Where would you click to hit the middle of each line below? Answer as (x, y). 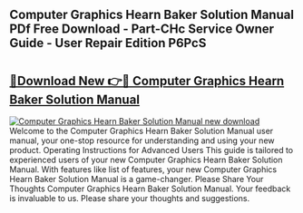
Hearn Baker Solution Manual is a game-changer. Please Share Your (137, 179)
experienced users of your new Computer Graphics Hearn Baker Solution (146, 160)
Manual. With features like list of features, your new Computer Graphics (143, 169)
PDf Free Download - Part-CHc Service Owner (142, 29)
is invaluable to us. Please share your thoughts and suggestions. (130, 198)
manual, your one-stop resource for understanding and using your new (142, 140)
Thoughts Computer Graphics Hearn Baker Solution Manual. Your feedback (150, 189)
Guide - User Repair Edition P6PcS (108, 43)
